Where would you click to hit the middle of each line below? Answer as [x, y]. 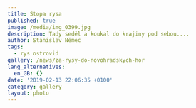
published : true [31, 21]
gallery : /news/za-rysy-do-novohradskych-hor [76, 60]
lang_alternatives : [36, 67]
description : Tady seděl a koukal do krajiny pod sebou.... [99, 34]
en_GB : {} [28, 73]
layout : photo [29, 93]
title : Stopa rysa [35, 14]
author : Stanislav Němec [44, 40]
